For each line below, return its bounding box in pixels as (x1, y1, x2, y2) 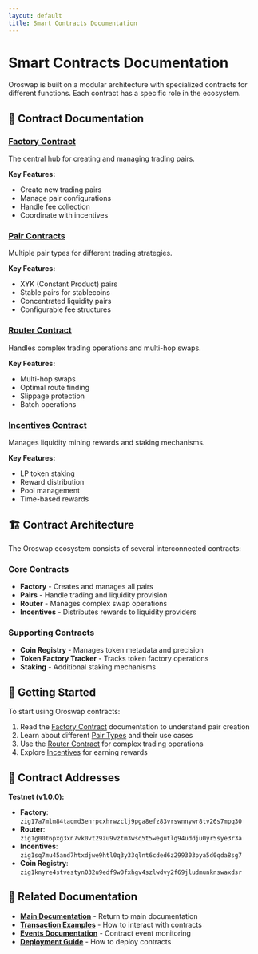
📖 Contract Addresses (8, 771, 121, 784)
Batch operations (19, 399, 77, 409)
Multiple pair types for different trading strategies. (8, 249, 173, 258)
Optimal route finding (19, 382, 90, 392)
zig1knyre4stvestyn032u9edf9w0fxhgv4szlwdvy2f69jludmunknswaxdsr (19, 868, 242, 876)
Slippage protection (19, 391, 85, 401)
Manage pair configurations (19, 194, 112, 203)
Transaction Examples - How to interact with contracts (19, 920, 202, 929)
